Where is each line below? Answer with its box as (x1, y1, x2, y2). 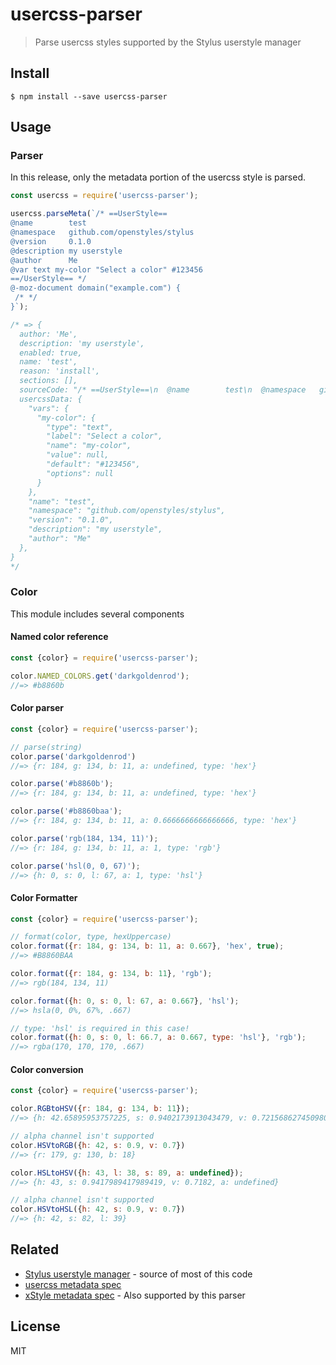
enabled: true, (19, 348, 83, 358)
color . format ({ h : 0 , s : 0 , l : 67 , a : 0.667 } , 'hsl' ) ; (10, 996, 240, 1006)
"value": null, (46, 450, 110, 460)
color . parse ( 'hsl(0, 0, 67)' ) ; (10, 861, 141, 871)
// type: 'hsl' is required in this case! (10, 1023, 190, 1033)
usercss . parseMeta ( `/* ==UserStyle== (10, 209, 168, 219)
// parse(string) (10, 742, 83, 752)
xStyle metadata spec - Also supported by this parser (24, 1289, 246, 1301)
